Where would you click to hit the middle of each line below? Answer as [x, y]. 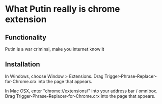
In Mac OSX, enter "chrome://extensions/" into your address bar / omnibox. [81, 91]
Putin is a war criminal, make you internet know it [55, 49]
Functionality [26, 37]
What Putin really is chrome [63, 9]
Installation [23, 64]
